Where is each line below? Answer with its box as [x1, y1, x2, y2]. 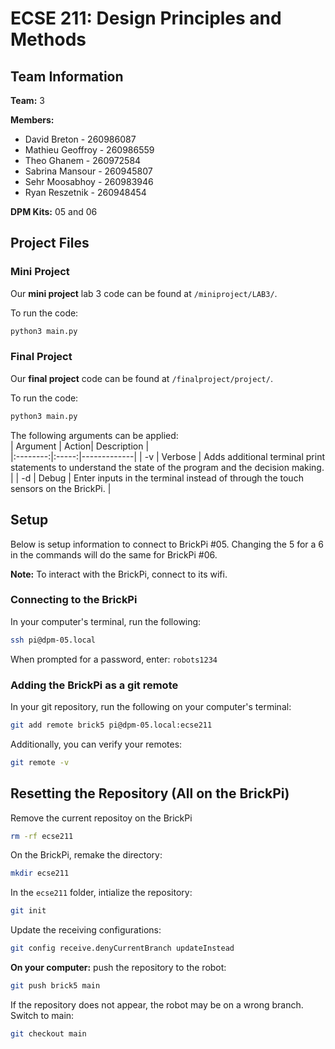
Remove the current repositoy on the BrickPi [10, 812, 193, 824]
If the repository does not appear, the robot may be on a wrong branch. [10, 998, 304, 1011]
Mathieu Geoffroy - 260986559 [24, 144, 155, 156]
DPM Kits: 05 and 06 [10, 206, 98, 217]
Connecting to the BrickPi [10, 593, 138, 607]
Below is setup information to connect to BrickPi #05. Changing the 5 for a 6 [10, 538, 325, 550]
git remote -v [10, 757, 70, 767]
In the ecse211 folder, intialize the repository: [10, 887, 193, 899]
